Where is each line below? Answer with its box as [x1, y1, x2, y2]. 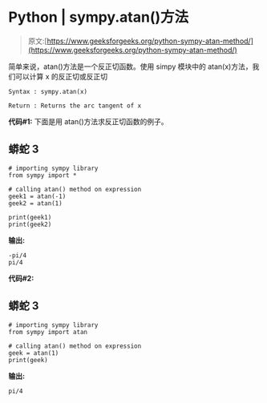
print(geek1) [8, 213, 52, 221]
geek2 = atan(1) [8, 199, 63, 208]
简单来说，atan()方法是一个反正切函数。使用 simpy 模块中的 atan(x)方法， [8, 62, 253, 71]
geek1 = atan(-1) [8, 192, 67, 200]
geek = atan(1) [8, 349, 59, 357]
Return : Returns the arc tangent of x [8, 102, 142, 110]
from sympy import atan [8, 328, 88, 336]
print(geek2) [8, 220, 52, 228]
